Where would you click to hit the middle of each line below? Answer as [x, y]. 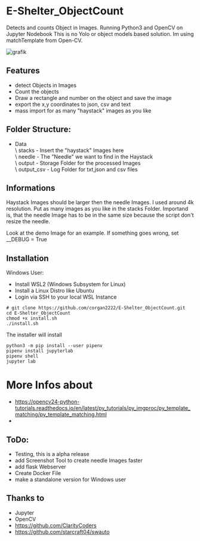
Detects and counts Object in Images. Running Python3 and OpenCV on [95, 28]
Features [23, 71]
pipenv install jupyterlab [40, 351]
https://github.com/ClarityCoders [56, 525]
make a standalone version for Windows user [70, 479]
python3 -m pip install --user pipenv [54, 346]
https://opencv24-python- [47, 402]
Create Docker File [38, 473]
